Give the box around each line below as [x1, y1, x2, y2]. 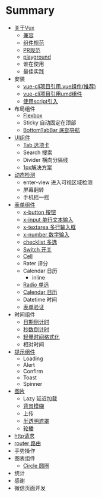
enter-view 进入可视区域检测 [23, 179, 93, 186]
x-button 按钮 [23, 208, 56, 216]
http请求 [14, 432, 35, 439]
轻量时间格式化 [23, 333, 60, 340]
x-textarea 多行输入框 [23, 223, 76, 231]
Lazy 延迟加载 [23, 395, 58, 402]
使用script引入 [23, 97, 58, 105]
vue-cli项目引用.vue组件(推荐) [23, 82, 96, 90]
